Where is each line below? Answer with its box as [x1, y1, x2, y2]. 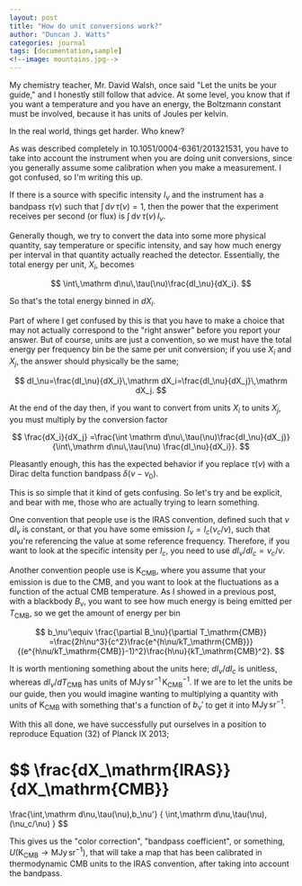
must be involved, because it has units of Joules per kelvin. [9, 109, 229, 119]
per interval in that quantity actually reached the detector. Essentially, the [9, 249, 280, 260]
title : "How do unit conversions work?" [9, 22, 164, 31]
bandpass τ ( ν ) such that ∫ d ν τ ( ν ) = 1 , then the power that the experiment [9, 201, 279, 211]
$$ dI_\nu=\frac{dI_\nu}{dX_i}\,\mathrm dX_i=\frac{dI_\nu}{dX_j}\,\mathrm [14, 375, 288, 386]
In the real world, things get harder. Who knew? [9, 126, 185, 136]
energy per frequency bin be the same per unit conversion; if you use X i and [9, 344, 292, 356]
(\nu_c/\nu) [9, 819, 51, 828]
